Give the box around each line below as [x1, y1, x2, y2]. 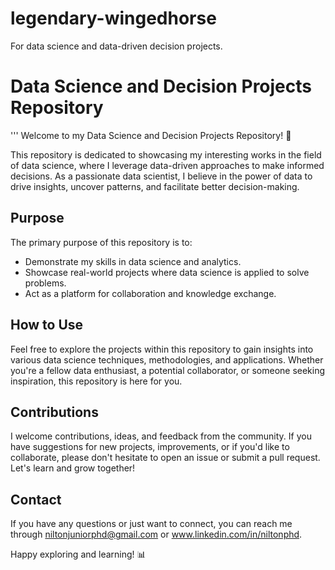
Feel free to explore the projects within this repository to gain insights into [10, 343, 314, 355]
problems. [24, 277, 67, 289]
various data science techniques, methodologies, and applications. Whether [10, 353, 324, 366]
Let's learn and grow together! [10, 462, 136, 474]
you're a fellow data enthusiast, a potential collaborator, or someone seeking [10, 364, 326, 376]
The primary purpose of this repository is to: [10, 236, 193, 248]
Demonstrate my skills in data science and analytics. [24, 255, 242, 267]
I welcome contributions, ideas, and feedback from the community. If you [10, 430, 312, 442]
